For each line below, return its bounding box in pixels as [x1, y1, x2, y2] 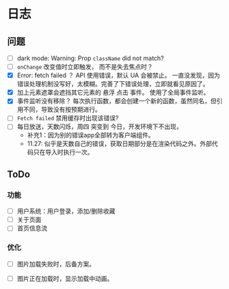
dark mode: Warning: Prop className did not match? [16, 54, 164, 62]
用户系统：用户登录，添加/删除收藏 [16, 207, 116, 215]
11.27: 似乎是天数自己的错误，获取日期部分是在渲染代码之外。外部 [27, 139, 212, 148]
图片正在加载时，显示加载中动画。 [16, 274, 113, 282]
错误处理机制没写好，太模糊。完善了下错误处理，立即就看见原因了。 [16, 80, 209, 88]
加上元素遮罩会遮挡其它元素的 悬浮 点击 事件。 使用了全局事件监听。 [16, 88, 210, 96]
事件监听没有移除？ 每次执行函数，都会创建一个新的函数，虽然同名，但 [16, 97, 217, 105]
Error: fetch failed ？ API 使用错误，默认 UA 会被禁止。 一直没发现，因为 [16, 71, 221, 79]
